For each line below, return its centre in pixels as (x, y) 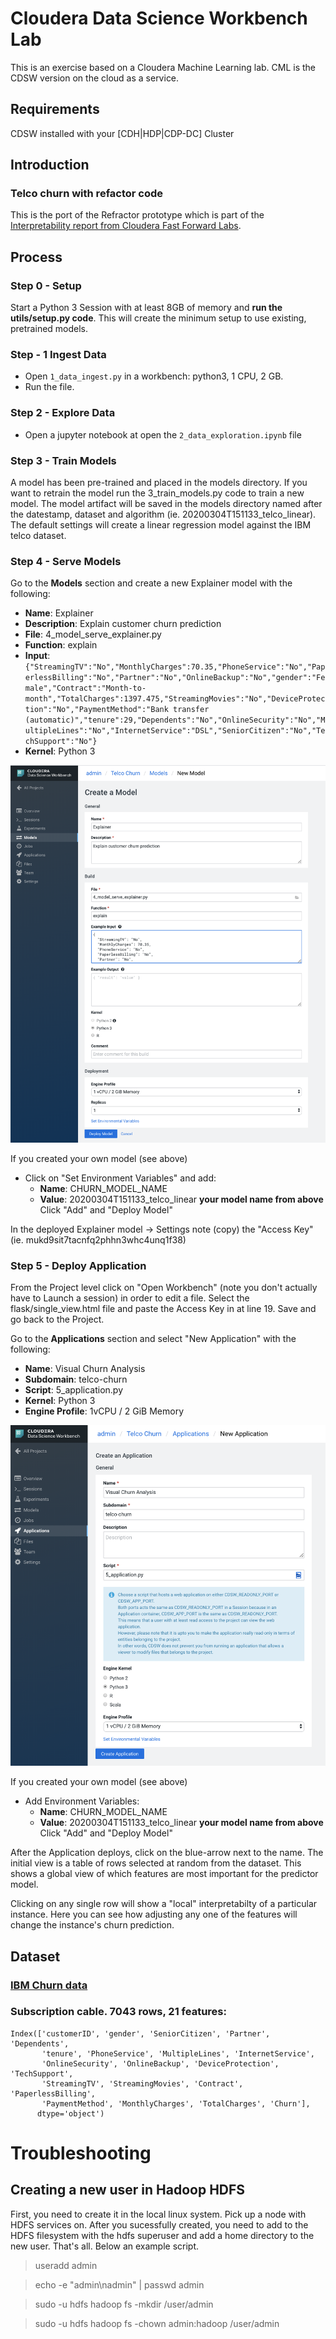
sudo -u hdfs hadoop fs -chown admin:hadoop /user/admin (157, 2323)
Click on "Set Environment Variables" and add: (120, 1178)
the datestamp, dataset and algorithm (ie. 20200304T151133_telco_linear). (163, 514)
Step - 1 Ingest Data (58, 355)
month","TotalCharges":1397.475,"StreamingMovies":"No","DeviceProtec (175, 699)
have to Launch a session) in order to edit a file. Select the (130, 1298)
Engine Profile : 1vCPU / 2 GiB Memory (104, 1411)
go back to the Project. (57, 1319)
